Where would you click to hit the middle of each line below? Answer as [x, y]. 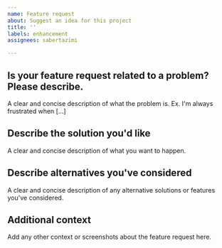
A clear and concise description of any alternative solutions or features [111, 190]
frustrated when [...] [37, 111]
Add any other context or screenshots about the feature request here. [110, 237]
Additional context [49, 220]
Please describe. [46, 86]
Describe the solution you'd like [79, 133]
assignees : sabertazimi [43, 41]
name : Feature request [41, 14]
